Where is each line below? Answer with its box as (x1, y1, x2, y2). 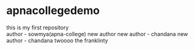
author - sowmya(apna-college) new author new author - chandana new (6, 30, 189, 37)
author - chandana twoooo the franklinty (6, 37, 109, 44)
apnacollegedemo (6, 4, 100, 18)
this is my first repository (6, 24, 69, 31)
